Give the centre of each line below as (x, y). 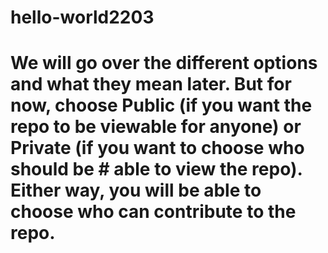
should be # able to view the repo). (156, 169)
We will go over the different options (164, 63)
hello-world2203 (82, 17)
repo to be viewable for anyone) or (156, 127)
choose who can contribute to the (153, 212)
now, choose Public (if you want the (161, 105)
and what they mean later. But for (151, 84)
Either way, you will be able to (136, 190)
